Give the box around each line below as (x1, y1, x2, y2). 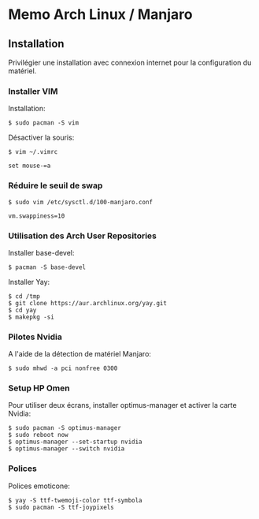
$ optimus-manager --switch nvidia (8, 445, 125, 453)
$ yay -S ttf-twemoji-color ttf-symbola (8, 496, 143, 504)
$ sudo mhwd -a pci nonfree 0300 (8, 364, 118, 372)
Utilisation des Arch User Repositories (8, 230, 157, 241)
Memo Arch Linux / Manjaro (8, 6, 193, 24)
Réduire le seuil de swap (8, 180, 103, 191)
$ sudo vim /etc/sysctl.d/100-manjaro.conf (8, 198, 154, 206)
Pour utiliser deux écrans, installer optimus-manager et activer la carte (8, 401, 238, 410)
